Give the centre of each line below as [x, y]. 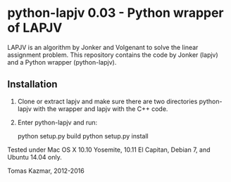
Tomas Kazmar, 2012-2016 [46, 171]
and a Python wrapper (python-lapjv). [62, 62]
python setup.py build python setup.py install [83, 136]
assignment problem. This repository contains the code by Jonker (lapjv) [113, 55]
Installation [32, 85]
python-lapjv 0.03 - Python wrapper [115, 13]
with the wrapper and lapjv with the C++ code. [100, 109]
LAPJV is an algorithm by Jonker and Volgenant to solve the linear [103, 47]
